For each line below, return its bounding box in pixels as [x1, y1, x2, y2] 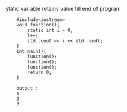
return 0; [27, 69, 52, 75]
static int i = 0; [27, 27, 73, 33]
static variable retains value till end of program [5, 5, 121, 12]
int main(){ [16, 48, 46, 54]
